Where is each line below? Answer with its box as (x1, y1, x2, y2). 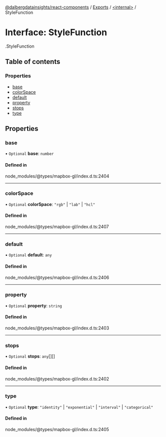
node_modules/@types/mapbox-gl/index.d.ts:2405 (5, 427, 110, 433)
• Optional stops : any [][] (5, 353, 55, 359)
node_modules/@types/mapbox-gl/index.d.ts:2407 (5, 224, 109, 230)
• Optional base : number (5, 151, 54, 157)
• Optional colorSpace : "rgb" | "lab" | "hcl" (5, 201, 95, 207)
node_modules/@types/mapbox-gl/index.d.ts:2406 (5, 274, 110, 280)
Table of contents (5, 58, 60, 66)
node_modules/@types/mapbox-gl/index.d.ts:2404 (5, 173, 110, 179)
